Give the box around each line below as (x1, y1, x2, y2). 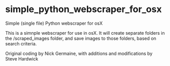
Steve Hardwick (5, 55, 39, 61)
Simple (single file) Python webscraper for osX (5, 20, 103, 26)
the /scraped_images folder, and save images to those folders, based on (5, 35, 156, 41)
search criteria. (5, 40, 37, 46)
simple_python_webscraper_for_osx (5, 4, 162, 15)
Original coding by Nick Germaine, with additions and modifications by (5, 50, 153, 56)
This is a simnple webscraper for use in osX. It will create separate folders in (5, 30, 165, 36)
